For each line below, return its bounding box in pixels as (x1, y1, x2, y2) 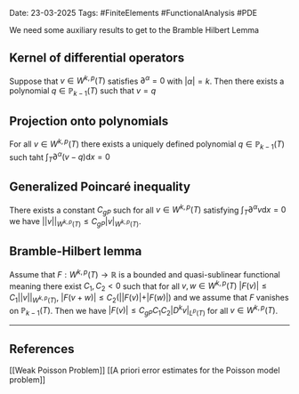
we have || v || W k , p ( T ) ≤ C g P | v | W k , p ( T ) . (9, 216, 141, 229)
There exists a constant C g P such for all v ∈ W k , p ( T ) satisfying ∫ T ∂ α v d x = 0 (9, 203, 287, 217)
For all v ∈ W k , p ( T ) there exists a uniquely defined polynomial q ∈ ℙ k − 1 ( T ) (9, 137, 285, 151)
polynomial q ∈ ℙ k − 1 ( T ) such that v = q (9, 85, 157, 99)
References (9, 342, 75, 357)
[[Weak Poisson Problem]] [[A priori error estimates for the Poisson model (9, 365, 280, 376)
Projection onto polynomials (9, 113, 169, 128)
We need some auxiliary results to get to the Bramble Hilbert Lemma (9, 25, 260, 35)
